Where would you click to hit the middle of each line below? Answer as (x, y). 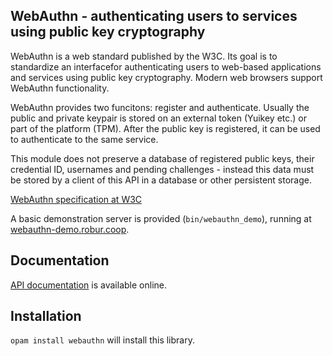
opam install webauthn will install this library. (102, 340)
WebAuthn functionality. (60, 88)
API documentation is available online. (88, 285)
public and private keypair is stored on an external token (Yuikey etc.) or (159, 118)
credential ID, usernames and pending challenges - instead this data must (162, 169)
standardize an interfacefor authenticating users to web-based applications (166, 66)
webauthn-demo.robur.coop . (70, 229)
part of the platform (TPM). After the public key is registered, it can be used (165, 128)
